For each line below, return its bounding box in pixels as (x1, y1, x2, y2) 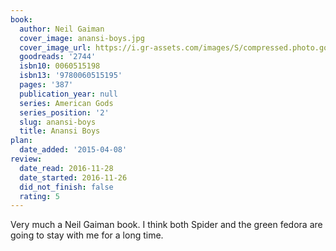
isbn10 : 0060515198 (19, 61, 101, 71)
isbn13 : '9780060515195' (19, 71, 123, 81)
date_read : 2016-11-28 (19, 163, 114, 173)
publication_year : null (19, 89, 118, 99)
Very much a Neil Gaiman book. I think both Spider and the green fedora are (10, 219, 323, 231)
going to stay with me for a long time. (10, 229, 164, 241)
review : (10, 154, 43, 164)
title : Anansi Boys (19, 126, 101, 136)
